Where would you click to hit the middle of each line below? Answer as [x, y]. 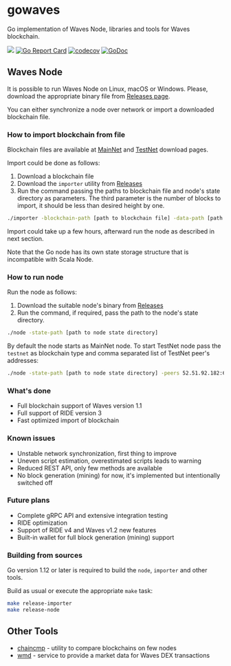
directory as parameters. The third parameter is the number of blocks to [119, 198]
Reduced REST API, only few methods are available [90, 468]
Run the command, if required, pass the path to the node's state [108, 313]
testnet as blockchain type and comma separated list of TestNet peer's [109, 353]
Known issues [31, 438]
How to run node [35, 277]
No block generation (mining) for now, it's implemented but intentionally [119, 475]
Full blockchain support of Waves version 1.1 [79, 406]
